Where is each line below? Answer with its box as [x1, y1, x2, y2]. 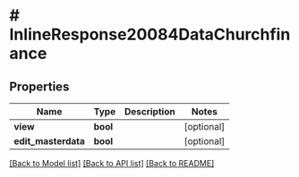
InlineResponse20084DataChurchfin [9, 24, 291, 45]
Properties [9, 79, 70, 94]
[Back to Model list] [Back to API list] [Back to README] [9, 158, 215, 168]
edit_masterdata [13, 135, 85, 147]
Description [124, 105, 176, 117]
